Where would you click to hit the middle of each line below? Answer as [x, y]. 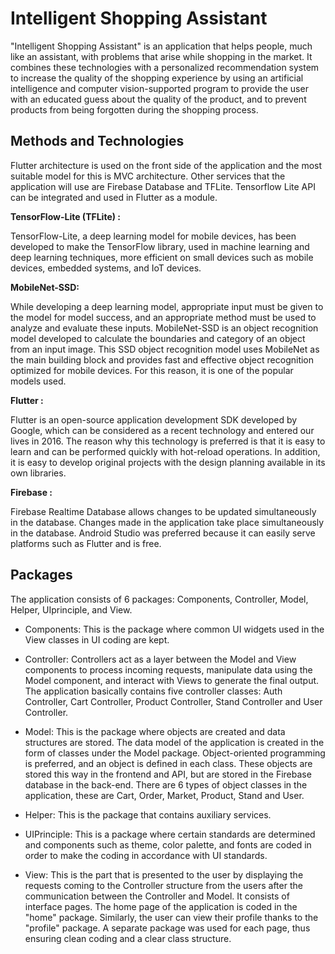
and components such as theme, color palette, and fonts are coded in [168, 844]
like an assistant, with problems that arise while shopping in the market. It [161, 56]
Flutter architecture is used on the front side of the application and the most [166, 165]
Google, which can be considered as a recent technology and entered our [162, 430]
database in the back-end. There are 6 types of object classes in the [166, 784]
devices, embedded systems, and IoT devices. [106, 268]
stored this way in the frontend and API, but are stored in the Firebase [168, 774]
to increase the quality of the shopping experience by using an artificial [157, 78]
